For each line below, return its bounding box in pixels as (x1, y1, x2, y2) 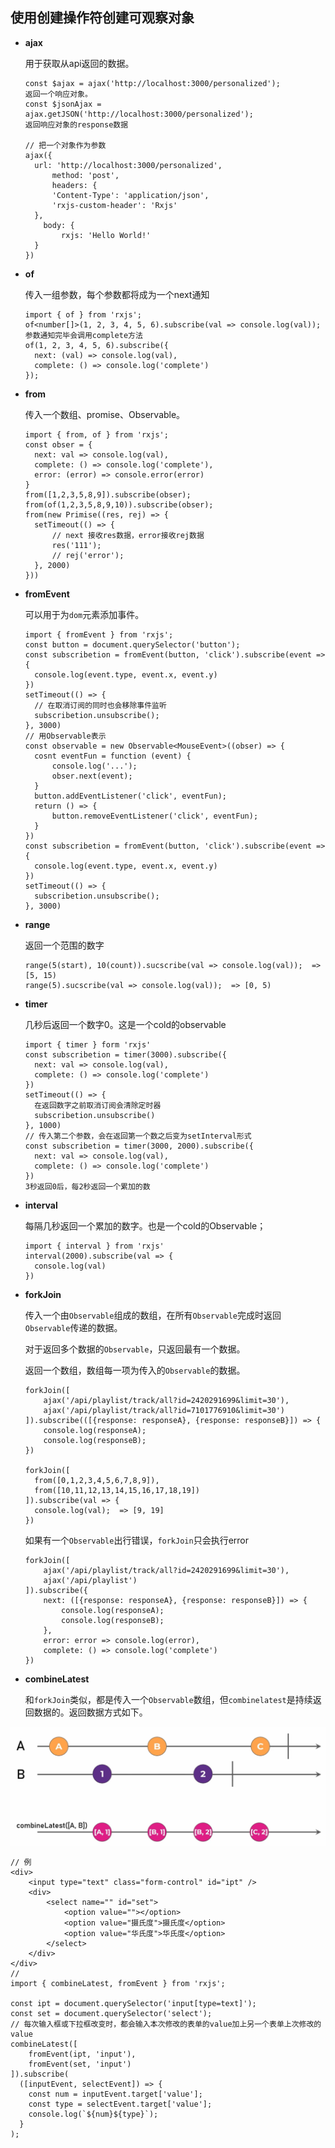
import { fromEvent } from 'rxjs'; (24, 629, 174, 640)
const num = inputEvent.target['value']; (28, 2089, 203, 2100)
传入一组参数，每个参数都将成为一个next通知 (24, 288, 210, 300)
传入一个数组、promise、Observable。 (24, 408, 186, 420)
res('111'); (51, 540, 102, 550)
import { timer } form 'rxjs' (24, 1039, 152, 1050)
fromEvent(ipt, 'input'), (28, 2049, 137, 2060)
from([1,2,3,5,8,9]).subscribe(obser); (24, 489, 192, 500)
